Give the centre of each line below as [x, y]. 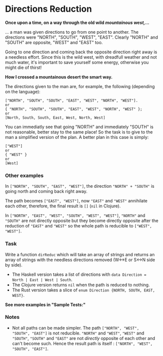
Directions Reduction [49, 9]
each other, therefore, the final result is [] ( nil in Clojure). [63, 206]
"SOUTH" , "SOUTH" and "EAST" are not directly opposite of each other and [84, 338]
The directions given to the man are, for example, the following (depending [80, 86]
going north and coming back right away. [46, 191]
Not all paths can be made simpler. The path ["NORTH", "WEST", [76, 328]
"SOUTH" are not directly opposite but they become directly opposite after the [82, 221]
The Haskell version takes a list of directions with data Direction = [79, 274]
